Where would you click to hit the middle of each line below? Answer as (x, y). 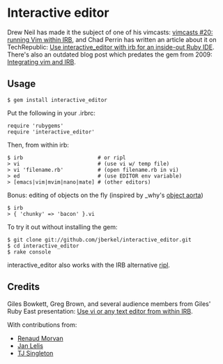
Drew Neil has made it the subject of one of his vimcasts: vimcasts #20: (110, 32)
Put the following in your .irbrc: (52, 112)
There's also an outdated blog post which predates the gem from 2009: (110, 54)
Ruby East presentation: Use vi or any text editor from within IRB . (100, 311)
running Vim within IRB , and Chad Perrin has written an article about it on (112, 39)
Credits (24, 287)
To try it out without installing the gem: (62, 227)
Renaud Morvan (40, 338)
